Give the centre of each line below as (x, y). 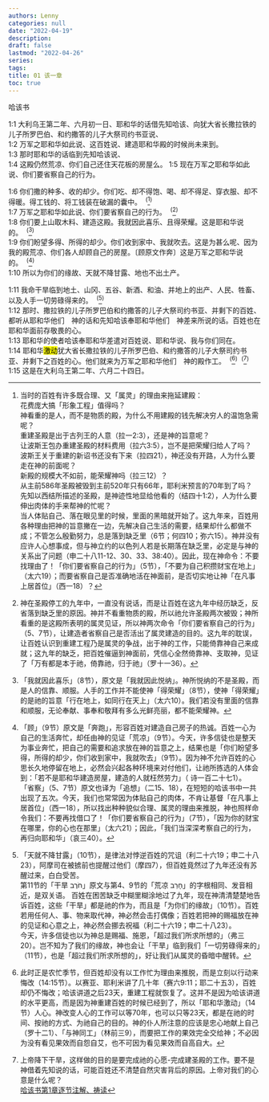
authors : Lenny (34, 16)
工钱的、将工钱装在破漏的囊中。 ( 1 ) (94, 201)
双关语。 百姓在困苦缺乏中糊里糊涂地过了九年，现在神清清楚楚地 (147, 896)
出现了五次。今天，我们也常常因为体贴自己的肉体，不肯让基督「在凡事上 (139, 798)
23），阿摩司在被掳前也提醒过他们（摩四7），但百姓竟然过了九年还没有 (135, 865)
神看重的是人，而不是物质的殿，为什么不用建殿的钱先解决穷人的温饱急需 (139, 415)
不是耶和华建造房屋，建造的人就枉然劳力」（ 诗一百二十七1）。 (145, 778)
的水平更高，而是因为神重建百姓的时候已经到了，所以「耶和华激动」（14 (138, 1003)
